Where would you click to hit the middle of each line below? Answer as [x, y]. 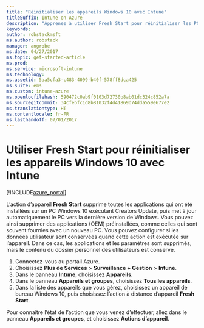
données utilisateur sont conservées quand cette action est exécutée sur [97, 237]
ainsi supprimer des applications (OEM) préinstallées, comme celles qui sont [102, 224]
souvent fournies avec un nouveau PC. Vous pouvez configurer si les [93, 230]
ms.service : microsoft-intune [45, 69]
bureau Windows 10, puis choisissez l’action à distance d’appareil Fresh [105, 294]
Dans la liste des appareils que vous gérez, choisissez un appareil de [101, 288]
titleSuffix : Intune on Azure [45, 18]
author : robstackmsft [34, 35]
